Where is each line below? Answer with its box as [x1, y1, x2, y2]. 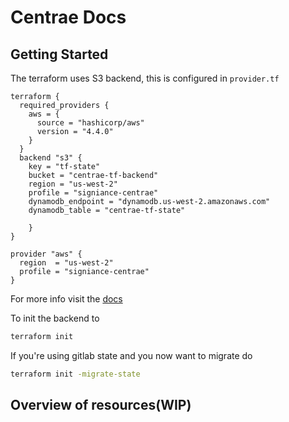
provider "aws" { [10, 249, 83, 259]
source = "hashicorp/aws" [36, 118, 145, 128]
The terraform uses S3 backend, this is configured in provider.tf [10, 72, 280, 84]
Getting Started [10, 46, 109, 63]
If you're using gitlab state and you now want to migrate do [10, 349, 253, 361]
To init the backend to [10, 312, 100, 324]
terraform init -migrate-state [10, 369, 141, 379]
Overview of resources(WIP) [10, 397, 192, 414]
